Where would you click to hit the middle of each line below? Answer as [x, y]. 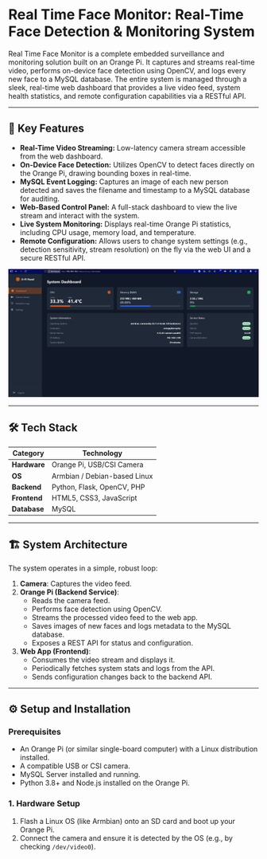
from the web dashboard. [61, 156]
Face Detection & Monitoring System [132, 31]
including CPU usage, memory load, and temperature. [108, 232]
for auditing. [40, 198]
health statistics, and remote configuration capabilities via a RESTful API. [127, 96]
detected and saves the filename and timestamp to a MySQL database [135, 190]
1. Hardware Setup [44, 804]
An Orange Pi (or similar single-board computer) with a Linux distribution [139, 749]
